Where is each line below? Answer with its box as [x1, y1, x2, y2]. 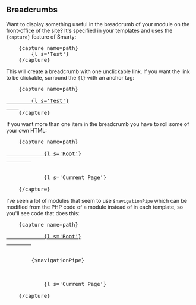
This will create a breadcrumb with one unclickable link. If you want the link [6, 68, 190, 75]
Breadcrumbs [6, 5, 58, 15]
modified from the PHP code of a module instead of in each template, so [6, 203, 183, 210]
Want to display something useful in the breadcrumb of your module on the [6, 20, 190, 27]
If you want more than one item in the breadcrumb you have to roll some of [6, 120, 189, 127]
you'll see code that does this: [6, 209, 80, 216]
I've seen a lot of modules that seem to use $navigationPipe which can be [6, 197, 187, 204]
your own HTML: [6, 127, 48, 134]
